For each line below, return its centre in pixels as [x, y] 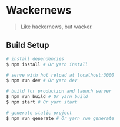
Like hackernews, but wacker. [56, 27]
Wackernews [39, 10]
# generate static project [39, 113]
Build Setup [28, 45]
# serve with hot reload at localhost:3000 [60, 75]
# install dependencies [35, 59]
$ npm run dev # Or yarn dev [42, 80]
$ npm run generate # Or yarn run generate [60, 118]
